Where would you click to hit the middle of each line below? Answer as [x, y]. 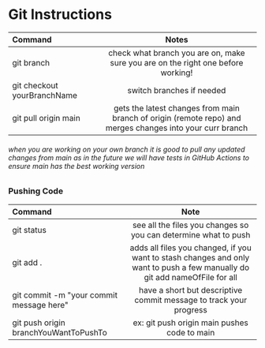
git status [30, 230]
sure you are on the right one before [177, 62]
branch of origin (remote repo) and [177, 118]
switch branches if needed [177, 90]
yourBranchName [45, 95]
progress [190, 309]
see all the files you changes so [191, 225]
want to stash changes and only [190, 257]
